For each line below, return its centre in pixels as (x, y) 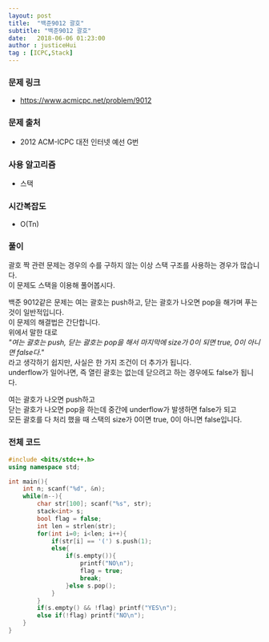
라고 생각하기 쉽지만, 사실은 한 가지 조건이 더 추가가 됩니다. (100, 362)
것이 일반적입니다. (36, 313)
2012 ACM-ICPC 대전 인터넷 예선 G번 (79, 142)
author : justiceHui (43, 46)
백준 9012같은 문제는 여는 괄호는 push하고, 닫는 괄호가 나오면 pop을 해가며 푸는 (133, 302)
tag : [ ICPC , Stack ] (41, 53)
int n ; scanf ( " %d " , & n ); (64, 489)
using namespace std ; (44, 467)
